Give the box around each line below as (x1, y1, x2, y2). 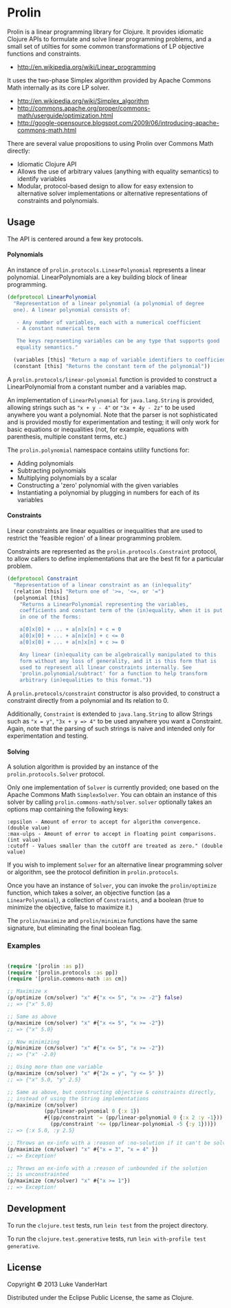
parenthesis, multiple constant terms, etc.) (7, 432, 127, 441)
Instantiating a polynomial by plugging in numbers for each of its (16, 488, 200, 497)
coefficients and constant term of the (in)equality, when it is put (19, 607, 223, 614)
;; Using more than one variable (7, 1064, 103, 1071)
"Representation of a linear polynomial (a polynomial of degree (13, 300, 205, 307)
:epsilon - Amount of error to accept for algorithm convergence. (7, 818, 201, 826)
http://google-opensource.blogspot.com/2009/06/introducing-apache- (16, 118, 220, 127)
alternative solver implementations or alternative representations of (16, 189, 208, 197)
